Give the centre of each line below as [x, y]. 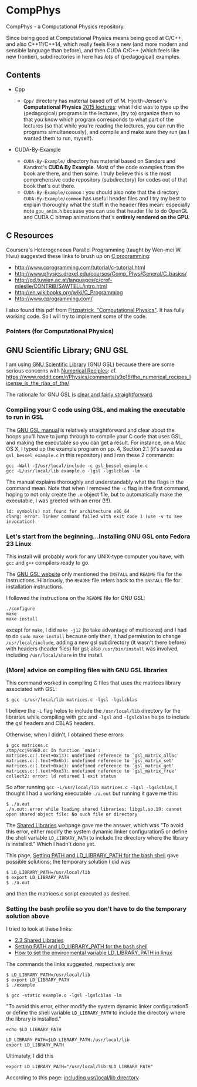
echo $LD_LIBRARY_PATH [34, 1030]
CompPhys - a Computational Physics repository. [65, 26]
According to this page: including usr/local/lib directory [72, 1078]
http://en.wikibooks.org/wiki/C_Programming [69, 292]
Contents [23, 75]
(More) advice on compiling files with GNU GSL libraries [87, 670]
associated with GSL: [32, 689]
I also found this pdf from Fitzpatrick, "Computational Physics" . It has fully [95, 310]
